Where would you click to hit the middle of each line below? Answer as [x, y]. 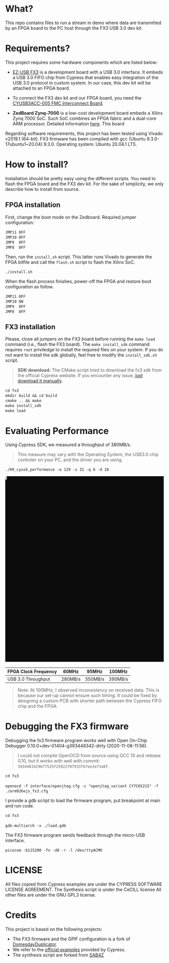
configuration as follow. [29, 286]
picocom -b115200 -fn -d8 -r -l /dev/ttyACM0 [54, 850]
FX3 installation [30, 327]
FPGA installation [33, 205]
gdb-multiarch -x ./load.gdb [36, 826]
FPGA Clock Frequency [32, 672]
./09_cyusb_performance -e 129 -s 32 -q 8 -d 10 [57, 470]
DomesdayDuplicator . [35, 944]
